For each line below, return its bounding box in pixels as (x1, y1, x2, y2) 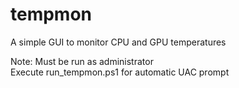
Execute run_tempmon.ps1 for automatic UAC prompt (10, 66, 230, 78)
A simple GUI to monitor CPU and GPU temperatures (10, 36, 227, 48)
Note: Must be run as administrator (10, 55, 154, 67)
